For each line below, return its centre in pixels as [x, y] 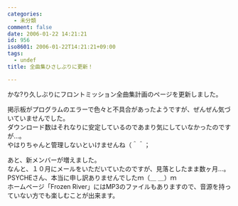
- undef [25, 60]
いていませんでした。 [38, 118]
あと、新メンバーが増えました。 [54, 160]
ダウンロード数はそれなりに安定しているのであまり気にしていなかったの [113, 127]
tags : [15, 54]
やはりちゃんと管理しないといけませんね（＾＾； [79, 145]
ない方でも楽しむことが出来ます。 [69, 195]
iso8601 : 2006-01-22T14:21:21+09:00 [61, 47]
